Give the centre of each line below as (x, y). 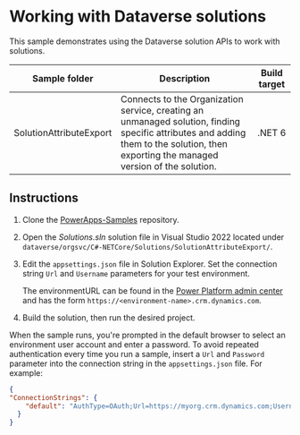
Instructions (44, 198)
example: (26, 372)
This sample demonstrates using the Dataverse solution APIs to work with (145, 41)
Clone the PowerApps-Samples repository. (100, 219)
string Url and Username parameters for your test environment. (136, 273)
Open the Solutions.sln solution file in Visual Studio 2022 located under (153, 237)
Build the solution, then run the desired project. (108, 317)
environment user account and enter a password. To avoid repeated (134, 344)
